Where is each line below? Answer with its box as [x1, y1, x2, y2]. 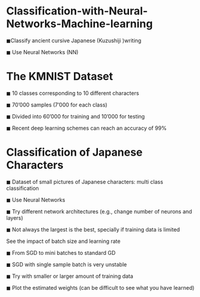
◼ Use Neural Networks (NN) [6, 48, 79, 55]
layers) [6, 214, 23, 221]
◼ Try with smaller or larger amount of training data [6, 272, 133, 280]
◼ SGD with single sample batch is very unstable [6, 260, 127, 268]
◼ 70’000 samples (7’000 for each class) [6, 101, 108, 108]
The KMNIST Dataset [6, 70, 114, 84]
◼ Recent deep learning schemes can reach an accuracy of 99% [6, 124, 167, 132]
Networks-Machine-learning [6, 17, 153, 31]
